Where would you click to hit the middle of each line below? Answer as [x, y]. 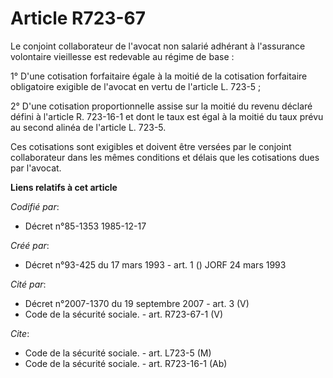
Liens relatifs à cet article [64, 187]
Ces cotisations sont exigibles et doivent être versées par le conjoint [151, 146]
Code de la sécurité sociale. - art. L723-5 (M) [118, 353]
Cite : [20, 333]
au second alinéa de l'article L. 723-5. [88, 127]
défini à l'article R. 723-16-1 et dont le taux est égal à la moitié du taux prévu [167, 116]
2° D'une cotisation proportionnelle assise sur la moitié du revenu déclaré [161, 106]
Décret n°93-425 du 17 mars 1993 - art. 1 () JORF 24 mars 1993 [155, 264]
